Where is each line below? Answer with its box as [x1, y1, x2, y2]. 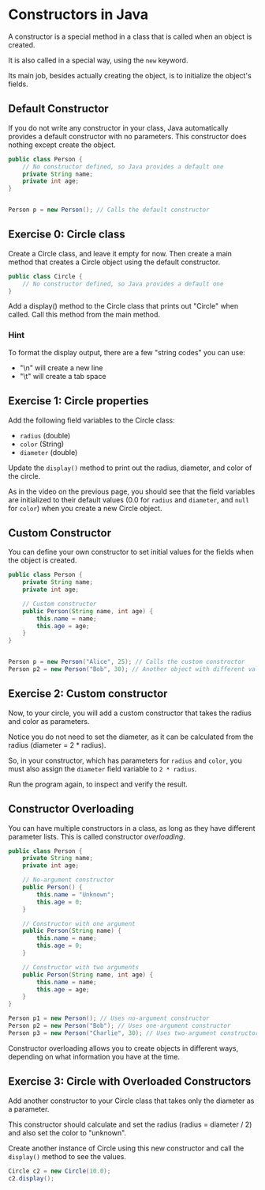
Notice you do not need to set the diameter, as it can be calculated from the [8, 732, 254, 741]
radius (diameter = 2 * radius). [8, 740, 106, 749]
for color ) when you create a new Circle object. [8, 503, 162, 513]
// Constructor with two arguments [22, 963, 140, 971]
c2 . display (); [8, 1174, 55, 1182]
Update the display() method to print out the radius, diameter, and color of [8, 463, 252, 472]
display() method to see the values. [8, 1151, 126, 1161]
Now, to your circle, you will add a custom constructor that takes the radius [8, 708, 252, 718]
